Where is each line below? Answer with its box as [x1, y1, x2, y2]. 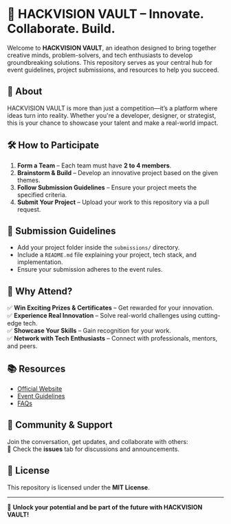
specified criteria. [16, 190, 67, 199]
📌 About [7, 85, 43, 97]
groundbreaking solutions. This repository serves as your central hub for [7, 58, 213, 66]
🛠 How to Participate [7, 139, 100, 151]
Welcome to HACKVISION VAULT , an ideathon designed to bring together [7, 43, 217, 52]
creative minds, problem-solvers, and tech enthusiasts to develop [7, 51, 193, 59]
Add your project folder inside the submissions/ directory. [16, 243, 180, 252]
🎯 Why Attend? [7, 285, 73, 297]
